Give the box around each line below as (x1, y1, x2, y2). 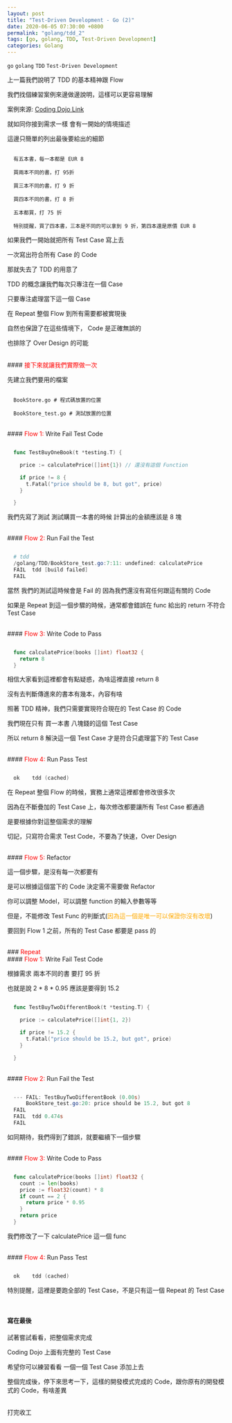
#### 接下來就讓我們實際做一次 (7, 361, 98, 369)
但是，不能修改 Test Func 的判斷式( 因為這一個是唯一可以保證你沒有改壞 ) (7, 912, 213, 920)
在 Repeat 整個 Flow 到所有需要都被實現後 (7, 310, 127, 317)
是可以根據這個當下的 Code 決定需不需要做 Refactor (7, 882, 156, 891)
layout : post (7, 10, 45, 17)
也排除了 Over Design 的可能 (7, 339, 89, 347)
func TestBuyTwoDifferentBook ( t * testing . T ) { (13, 1004, 150, 1011)
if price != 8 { (19, 474, 67, 481)
